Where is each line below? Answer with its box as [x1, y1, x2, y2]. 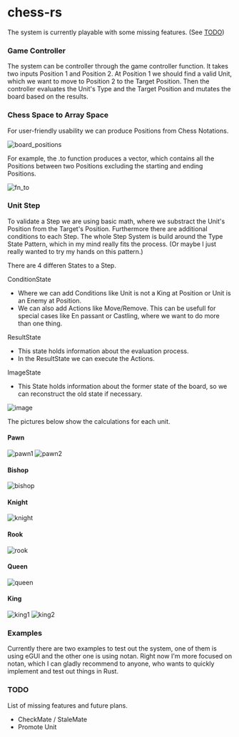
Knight [7, 497, 29, 507]
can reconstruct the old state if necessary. [17, 390, 143, 398]
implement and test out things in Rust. [7, 667, 119, 676]
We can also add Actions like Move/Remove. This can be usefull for [17, 304, 216, 312]
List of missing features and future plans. [7, 701, 128, 710]
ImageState [7, 368, 41, 377]
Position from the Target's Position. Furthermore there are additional [7, 224, 208, 233]
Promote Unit [17, 722, 57, 731]
